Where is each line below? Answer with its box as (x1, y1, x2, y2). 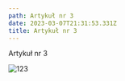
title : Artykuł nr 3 (8, 26, 78, 34)
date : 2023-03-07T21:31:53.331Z (8, 19, 117, 27)
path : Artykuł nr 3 (8, 11, 74, 20)
